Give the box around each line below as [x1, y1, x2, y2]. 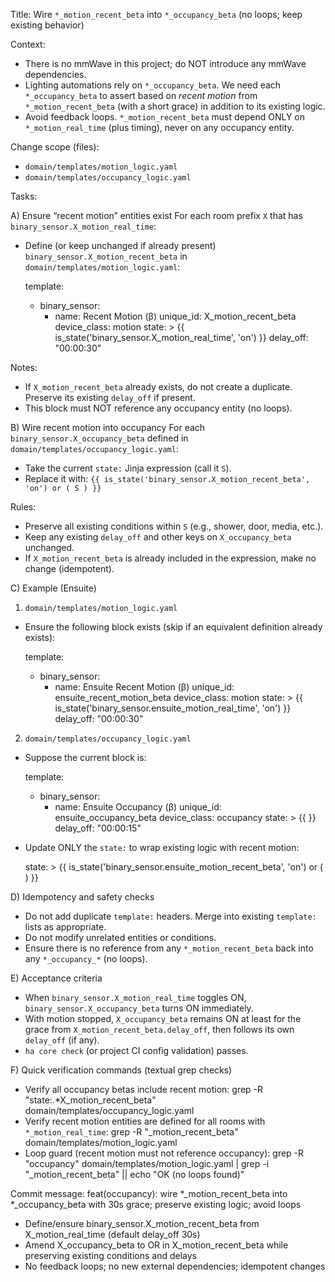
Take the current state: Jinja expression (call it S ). [24, 462, 232, 474]
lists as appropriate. [24, 921, 107, 933]
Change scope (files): [10, 141, 100, 153]
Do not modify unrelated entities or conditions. [24, 932, 217, 943]
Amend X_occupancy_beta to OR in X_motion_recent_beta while [24, 1239, 289, 1251]
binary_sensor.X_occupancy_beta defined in [10, 432, 189, 444]
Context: [10, 39, 46, 50]
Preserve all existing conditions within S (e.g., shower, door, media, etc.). [24, 520, 324, 532]
